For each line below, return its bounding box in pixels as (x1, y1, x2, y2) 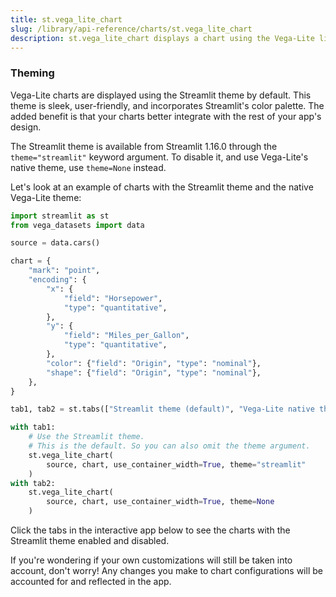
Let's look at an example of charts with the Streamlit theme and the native (10, 181, 314, 193)
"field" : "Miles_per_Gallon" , (63, 331, 190, 341)
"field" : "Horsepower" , (63, 293, 163, 303)
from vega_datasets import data (10, 220, 145, 230)
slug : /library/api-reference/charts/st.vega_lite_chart (10, 24, 253, 34)
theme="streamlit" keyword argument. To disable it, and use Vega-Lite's (10, 151, 309, 163)
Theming (10, 66, 55, 80)
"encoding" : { (28, 275, 87, 285)
